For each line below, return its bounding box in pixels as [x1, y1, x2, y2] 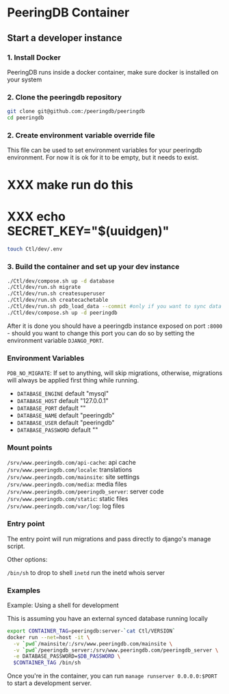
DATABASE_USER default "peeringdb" [16, 419, 115, 427]
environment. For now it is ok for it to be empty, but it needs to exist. [7, 153, 200, 162]
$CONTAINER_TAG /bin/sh [13, 659, 81, 667]
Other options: [7, 555, 48, 563]
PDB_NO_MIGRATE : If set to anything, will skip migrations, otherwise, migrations [7, 369, 223, 377]
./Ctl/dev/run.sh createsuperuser [7, 290, 106, 297]
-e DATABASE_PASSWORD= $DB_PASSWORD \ [13, 653, 121, 660]
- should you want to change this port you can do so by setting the [7, 329, 195, 337]
